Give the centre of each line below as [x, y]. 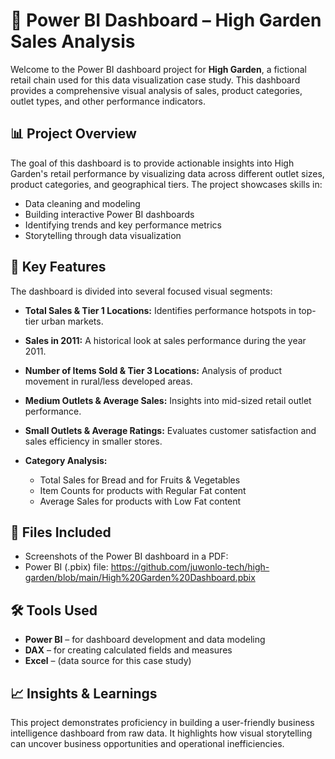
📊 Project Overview [73, 134]
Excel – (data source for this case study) [108, 661]
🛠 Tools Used [54, 610]
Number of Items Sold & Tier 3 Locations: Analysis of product [153, 370]
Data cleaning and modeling [82, 203]
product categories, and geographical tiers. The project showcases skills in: [166, 184]
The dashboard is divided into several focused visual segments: [141, 291]
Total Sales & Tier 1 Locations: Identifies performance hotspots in [160, 310]
